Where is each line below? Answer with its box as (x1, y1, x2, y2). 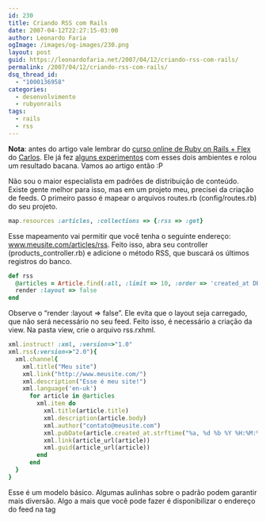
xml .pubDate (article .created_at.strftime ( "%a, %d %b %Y (43, 429, 232, 437)
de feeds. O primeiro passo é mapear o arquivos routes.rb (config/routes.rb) (8, 193, 257, 202)
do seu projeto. (8, 202, 58, 211)
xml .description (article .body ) (43, 414, 147, 422)
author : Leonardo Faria (8, 33, 87, 42)
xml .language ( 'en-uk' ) (22, 385, 97, 393)
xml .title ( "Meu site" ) (22, 363, 97, 370)
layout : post (8, 48, 51, 56)
